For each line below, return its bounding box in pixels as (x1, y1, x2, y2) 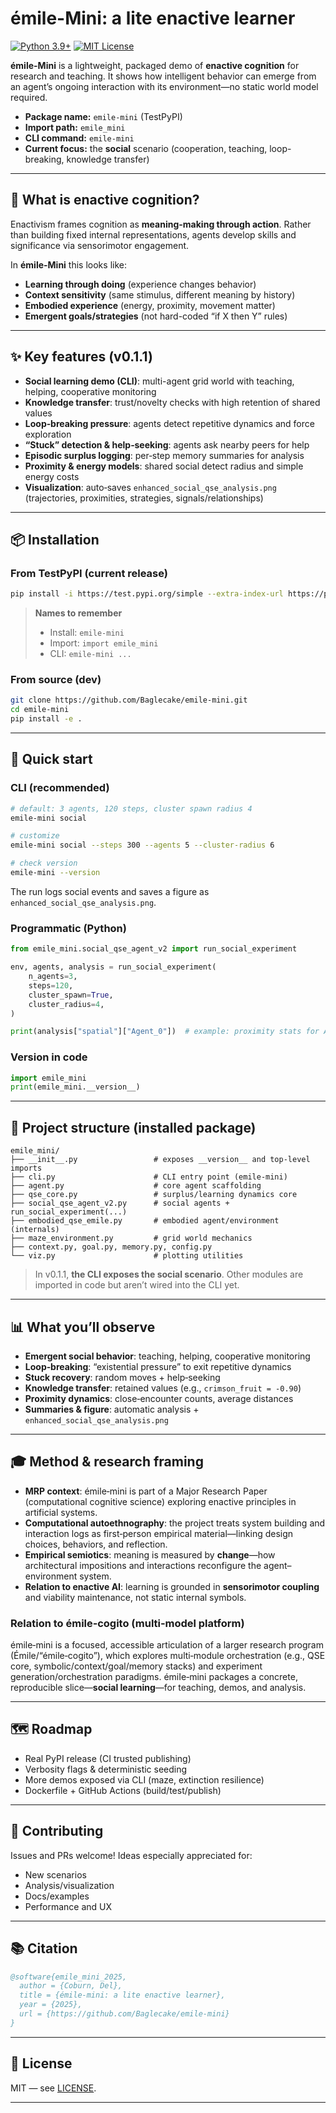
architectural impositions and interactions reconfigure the (24, 1559, 262, 1571)
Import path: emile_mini (24, 121, 126, 133)
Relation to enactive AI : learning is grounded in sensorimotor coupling (24, 1580, 320, 1592)
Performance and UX (24, 1900, 113, 1912)
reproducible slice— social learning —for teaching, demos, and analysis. (10, 1682, 307, 1694)
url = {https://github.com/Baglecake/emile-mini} (19, 2009, 230, 2019)
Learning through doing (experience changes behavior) (24, 278, 257, 290)
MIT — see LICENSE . (10, 2082, 97, 2094)
